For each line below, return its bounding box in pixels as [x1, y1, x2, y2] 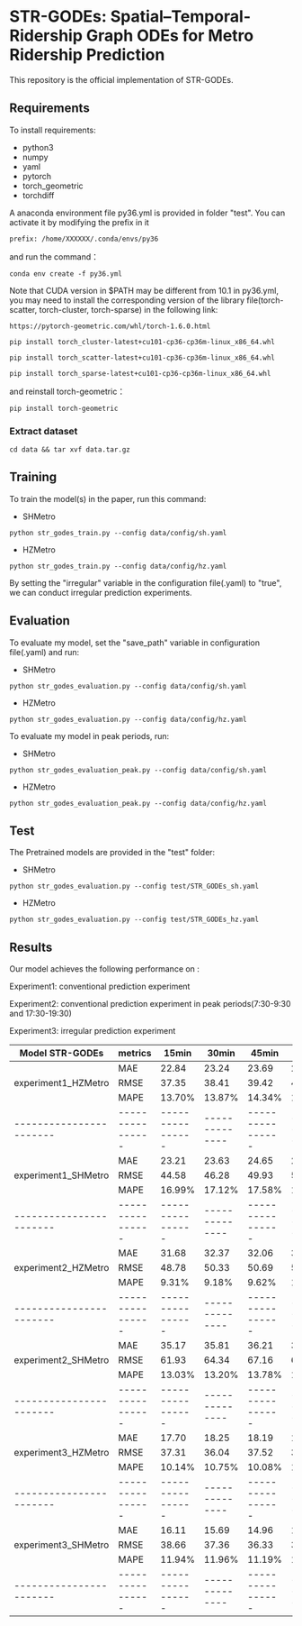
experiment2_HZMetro [13, 1262, 110, 1274]
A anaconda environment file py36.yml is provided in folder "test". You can [9, 207, 286, 218]
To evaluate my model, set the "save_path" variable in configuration [9, 637, 261, 648]
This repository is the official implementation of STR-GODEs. [9, 74, 234, 85]
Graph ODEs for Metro [85, 25, 254, 46]
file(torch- [246, 295, 285, 306]
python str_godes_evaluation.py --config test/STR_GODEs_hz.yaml [9, 915, 259, 925]
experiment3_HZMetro [13, 1447, 110, 1459]
